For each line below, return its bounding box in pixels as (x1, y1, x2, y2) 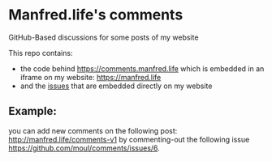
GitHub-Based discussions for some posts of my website (8, 32, 199, 42)
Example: (8, 104, 57, 118)
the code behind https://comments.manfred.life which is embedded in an (19, 63, 265, 74)
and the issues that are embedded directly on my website (19, 81, 213, 91)
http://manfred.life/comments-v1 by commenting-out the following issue (8, 134, 250, 144)
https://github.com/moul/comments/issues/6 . (8, 143, 160, 153)
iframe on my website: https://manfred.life (19, 72, 162, 82)
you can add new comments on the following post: (8, 125, 178, 135)
